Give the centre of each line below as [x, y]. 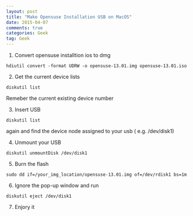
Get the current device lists [47, 77]
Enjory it [25, 207]
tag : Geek [18, 39]
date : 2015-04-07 [27, 22]
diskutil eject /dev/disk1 [39, 196]
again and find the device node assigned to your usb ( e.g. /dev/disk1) [90, 131]
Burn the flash [31, 164]
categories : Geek [27, 33]
